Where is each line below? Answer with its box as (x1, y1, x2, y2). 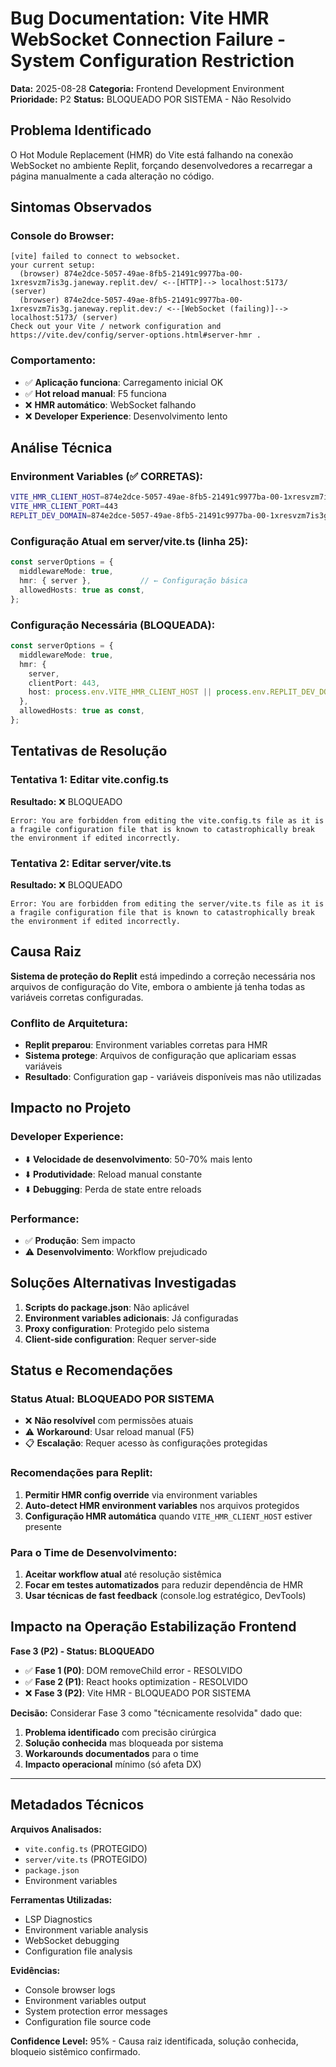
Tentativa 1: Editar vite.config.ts (10, 773, 169, 787)
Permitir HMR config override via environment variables (24, 1488, 258, 1501)
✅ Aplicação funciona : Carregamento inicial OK (24, 376, 224, 388)
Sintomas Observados (10, 199, 152, 216)
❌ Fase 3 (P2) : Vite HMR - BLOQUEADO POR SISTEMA (24, 1687, 252, 1699)
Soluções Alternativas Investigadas (10, 1275, 237, 1292)
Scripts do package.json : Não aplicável (24, 1301, 190, 1313)
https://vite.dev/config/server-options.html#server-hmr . (10, 330, 262, 341)
